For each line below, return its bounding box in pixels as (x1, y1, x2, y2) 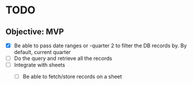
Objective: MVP (5, 27, 64, 37)
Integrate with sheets (13, 62, 66, 69)
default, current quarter (13, 49, 71, 56)
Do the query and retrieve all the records (13, 55, 113, 62)
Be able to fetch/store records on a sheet (22, 73, 123, 80)
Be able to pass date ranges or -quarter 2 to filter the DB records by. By (13, 42, 187, 49)
